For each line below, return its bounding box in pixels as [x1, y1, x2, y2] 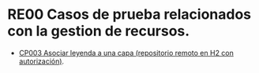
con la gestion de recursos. [7, 22, 190, 40]
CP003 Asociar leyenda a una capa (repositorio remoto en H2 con [18, 48, 235, 57]
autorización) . [18, 57, 65, 66]
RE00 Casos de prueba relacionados [7, 5, 252, 24]
